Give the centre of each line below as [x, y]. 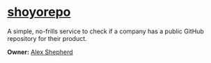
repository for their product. [47, 38]
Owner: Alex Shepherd [40, 52]
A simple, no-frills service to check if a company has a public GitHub [105, 31]
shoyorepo [39, 12]
